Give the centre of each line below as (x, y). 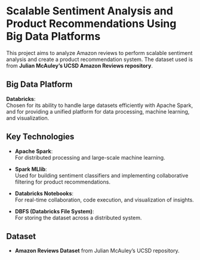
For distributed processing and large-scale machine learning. (90, 157)
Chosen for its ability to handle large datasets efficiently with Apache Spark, (99, 105)
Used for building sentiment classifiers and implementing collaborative (101, 175)
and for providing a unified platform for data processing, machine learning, (98, 111)
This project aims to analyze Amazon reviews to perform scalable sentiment (99, 53)
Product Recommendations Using (91, 24)
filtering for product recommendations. (62, 182)
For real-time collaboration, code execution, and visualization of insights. (104, 200)
